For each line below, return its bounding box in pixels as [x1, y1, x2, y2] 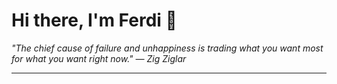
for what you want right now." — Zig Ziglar [11, 52, 187, 64]
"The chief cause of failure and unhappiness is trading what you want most [11, 42, 324, 54]
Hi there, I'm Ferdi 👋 [11, 9, 178, 32]
